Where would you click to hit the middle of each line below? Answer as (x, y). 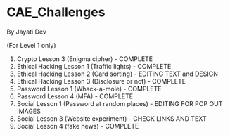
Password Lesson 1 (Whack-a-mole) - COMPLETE (89, 89)
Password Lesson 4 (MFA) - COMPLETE (75, 96)
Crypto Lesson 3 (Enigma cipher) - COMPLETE (85, 59)
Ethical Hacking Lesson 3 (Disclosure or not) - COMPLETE (101, 81)
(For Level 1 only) (32, 45)
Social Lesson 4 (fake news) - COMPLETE (78, 126)
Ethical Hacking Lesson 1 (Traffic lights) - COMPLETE (94, 66)
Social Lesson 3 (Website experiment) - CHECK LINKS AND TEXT (111, 118)
